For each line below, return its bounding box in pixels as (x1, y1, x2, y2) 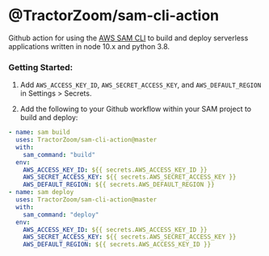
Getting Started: (8, 61, 74, 72)
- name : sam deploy (8, 188, 74, 196)
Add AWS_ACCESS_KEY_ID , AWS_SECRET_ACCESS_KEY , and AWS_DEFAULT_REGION (19, 80, 262, 90)
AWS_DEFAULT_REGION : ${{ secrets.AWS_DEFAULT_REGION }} (23, 180, 216, 189)
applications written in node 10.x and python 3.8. (8, 41, 170, 51)
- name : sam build (8, 128, 70, 137)
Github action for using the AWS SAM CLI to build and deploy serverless (8, 33, 249, 43)
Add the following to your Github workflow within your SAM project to (19, 104, 252, 114)
